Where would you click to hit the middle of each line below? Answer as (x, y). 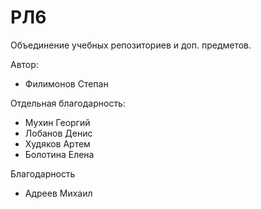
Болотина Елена (59, 154)
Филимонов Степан (66, 83)
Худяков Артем (57, 143)
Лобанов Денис (58, 133)
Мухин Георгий (57, 122)
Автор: (24, 64)
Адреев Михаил (58, 193)
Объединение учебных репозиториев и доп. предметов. (131, 45)
